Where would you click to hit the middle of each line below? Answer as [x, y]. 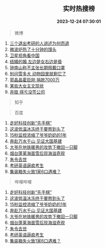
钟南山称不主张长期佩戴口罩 [37, 68]
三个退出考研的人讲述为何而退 [39, 43]
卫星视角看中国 [24, 55]
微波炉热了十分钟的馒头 [33, 49]
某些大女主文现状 [27, 86]
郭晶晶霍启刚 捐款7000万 [34, 80]
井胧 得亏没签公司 [27, 92]
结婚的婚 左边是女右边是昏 [36, 61]
